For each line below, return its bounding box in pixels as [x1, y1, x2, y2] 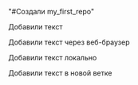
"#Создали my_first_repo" [8, 7, 94, 16]
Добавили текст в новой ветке [8, 68, 112, 78]
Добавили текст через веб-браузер [8, 37, 130, 47]
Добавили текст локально [8, 53, 97, 62]
